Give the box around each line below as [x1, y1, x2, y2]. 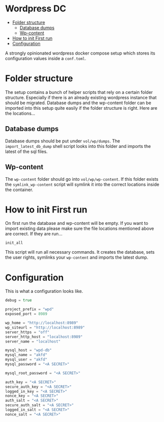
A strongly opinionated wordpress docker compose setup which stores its [5, 50, 156, 56]
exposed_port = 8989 [5, 311, 48, 317]
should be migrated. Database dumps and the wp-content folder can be [5, 100, 152, 106]
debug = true [5, 298, 32, 303]
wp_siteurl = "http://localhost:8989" [5, 325, 85, 330]
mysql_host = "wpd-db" [5, 348, 52, 353]
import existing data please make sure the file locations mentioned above [5, 225, 154, 231]
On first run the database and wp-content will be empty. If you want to [5, 220, 148, 226]
